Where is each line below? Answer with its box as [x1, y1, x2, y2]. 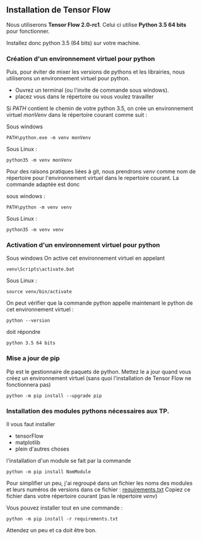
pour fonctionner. [6, 27, 50, 35]
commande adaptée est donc [6, 181, 80, 188]
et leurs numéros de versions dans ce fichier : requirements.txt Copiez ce [6, 486, 190, 493]
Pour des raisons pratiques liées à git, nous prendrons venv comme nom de [6, 168, 196, 175]
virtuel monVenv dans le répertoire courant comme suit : [6, 111, 147, 119]
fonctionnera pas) [6, 381, 51, 388]
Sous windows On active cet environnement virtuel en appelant [6, 255, 165, 262]
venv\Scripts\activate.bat [6, 266, 75, 272]
